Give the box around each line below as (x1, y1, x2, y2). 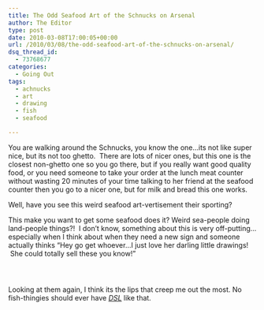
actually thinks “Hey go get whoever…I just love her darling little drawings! (8, 240, 249, 249)
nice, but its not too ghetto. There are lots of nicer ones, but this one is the (8, 151, 251, 160)
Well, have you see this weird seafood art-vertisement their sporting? (8, 200, 232, 209)
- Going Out (15, 70, 55, 78)
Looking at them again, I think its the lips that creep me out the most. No (8, 285, 242, 294)
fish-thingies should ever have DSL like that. (8, 293, 151, 302)
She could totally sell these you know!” (9, 248, 136, 258)
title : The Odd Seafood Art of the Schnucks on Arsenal (8, 11, 195, 20)
